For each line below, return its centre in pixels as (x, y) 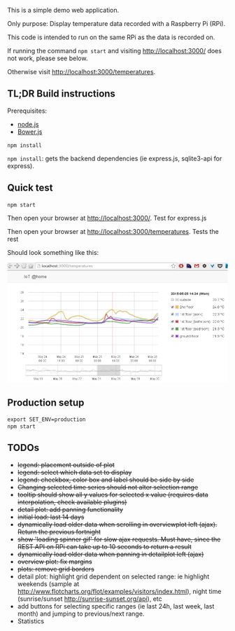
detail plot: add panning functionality (70, 509)
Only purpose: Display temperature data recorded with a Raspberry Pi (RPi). (116, 23)
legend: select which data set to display (74, 472)
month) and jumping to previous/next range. (81, 613)
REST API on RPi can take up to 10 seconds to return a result (104, 546)
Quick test (30, 188)
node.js (28, 124)
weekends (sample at (48, 583)
